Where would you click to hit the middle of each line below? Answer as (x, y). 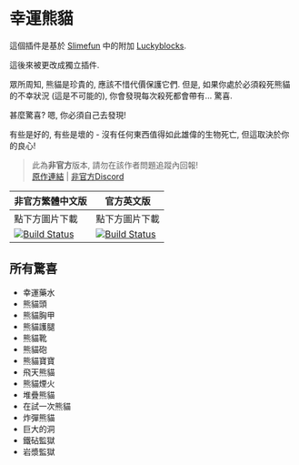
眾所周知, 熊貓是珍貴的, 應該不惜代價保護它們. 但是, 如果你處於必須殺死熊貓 (150, 84)
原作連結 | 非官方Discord (78, 176)
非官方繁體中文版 (51, 201)
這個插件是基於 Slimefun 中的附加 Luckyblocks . (98, 45)
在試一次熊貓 (46, 406)
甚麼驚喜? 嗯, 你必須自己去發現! (68, 115)
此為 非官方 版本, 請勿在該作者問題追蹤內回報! (115, 165)
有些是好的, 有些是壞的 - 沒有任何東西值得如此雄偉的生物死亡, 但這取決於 (145, 134)
